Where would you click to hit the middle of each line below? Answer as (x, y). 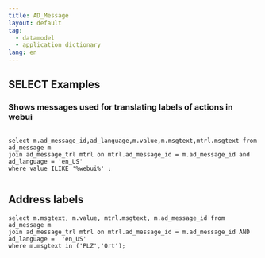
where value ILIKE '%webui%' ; (60, 168)
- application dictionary (58, 45)
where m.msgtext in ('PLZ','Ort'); (67, 246)
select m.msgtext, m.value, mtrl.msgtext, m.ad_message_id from (117, 218)
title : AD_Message (38, 15)
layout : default (35, 23)
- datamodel (35, 38)
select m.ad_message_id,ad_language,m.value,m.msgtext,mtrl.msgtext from (133, 141)
